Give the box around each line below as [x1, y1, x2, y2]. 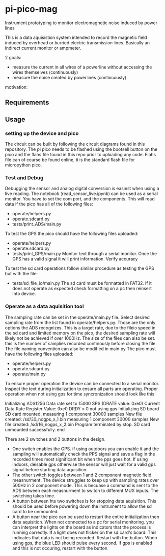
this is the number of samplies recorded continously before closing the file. [5, 340, 157, 346]
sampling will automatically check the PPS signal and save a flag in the [12, 451, 156, 457]
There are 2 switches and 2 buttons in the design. [5, 436, 106, 442]
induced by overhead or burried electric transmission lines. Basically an [5, 39, 150, 45]
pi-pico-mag [5, 3, 57, 15]
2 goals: [5, 54, 22, 60]
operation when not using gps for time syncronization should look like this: [5, 391, 156, 397]
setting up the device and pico [5, 130, 79, 136]
